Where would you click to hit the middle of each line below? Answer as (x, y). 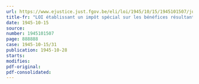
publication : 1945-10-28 (37, 50)
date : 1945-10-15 (28, 22)
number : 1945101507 (30, 34)
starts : (16, 56)
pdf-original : (24, 67)
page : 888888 (22, 39)
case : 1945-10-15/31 (32, 45)
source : (16, 28)
